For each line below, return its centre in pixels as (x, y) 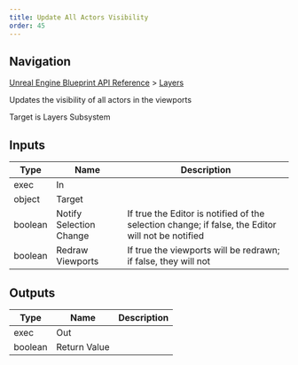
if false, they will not (169, 261)
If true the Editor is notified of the (196, 214)
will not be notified (166, 236)
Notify (69, 214)
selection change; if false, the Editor (202, 225)
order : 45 (27, 26)
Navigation (40, 62)
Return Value (83, 346)
